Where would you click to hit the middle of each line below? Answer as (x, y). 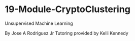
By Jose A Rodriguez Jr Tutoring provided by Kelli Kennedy (67, 33)
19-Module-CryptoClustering (68, 9)
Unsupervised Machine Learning (39, 23)
